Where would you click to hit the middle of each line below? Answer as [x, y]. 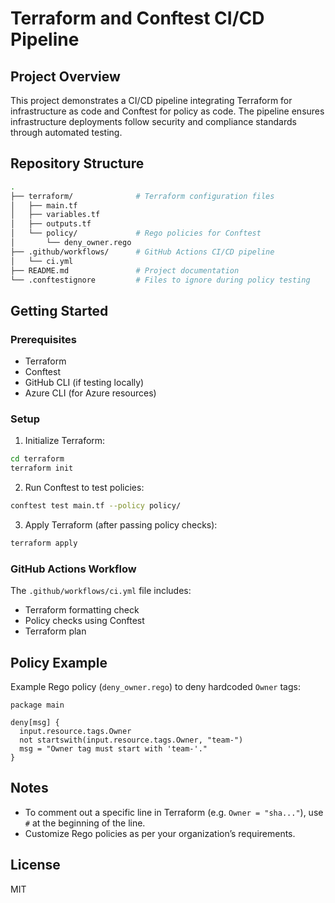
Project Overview [65, 76]
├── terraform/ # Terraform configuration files [142, 196]
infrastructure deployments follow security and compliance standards [153, 121]
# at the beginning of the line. [85, 823]
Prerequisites [43, 339]
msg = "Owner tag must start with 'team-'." [113, 749]
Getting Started [59, 310]
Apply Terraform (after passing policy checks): [121, 525]
